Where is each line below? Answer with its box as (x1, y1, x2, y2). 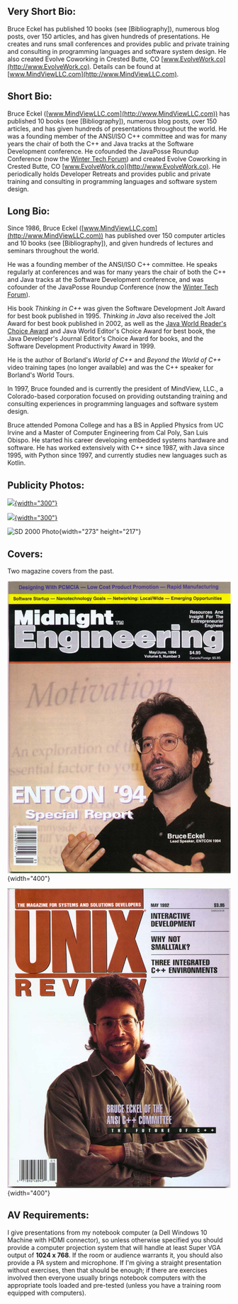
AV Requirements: (7, 1210, 90, 1222)
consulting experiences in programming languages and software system (7, 400, 218, 408)
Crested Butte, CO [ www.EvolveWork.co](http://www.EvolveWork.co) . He (7, 162, 221, 170)
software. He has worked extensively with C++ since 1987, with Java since (7, 444, 225, 452)
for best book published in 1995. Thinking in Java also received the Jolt (7, 312, 216, 320)
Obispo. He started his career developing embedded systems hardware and (7, 436, 229, 444)
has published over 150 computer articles (105, 231, 225, 240)
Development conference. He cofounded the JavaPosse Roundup (7, 147, 199, 155)
